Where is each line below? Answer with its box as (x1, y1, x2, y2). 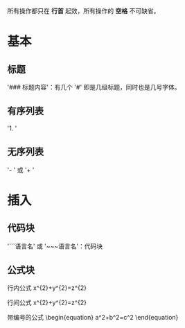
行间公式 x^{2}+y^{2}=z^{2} (7, 298, 87, 307)
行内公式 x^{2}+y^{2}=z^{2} (7, 284, 87, 292)
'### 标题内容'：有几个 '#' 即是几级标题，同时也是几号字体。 (7, 83, 182, 91)
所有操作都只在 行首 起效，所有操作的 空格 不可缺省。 (7, 7, 160, 15)
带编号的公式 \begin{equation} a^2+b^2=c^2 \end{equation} (7, 313, 179, 322)
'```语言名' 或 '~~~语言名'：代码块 (7, 242, 103, 250)
